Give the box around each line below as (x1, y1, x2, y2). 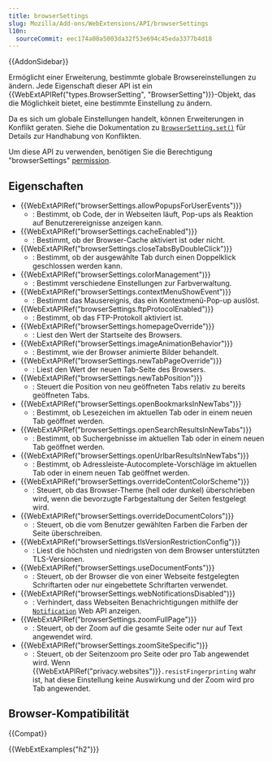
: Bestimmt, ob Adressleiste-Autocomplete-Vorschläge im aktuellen (32, 459, 257, 469)
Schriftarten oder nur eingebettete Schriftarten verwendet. (32, 580, 228, 590)
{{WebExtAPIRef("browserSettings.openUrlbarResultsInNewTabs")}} (19, 451, 250, 461)
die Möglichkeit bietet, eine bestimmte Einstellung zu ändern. (8, 98, 213, 108)
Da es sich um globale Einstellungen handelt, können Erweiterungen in (8, 114, 244, 124)
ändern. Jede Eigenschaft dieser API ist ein (8, 81, 153, 91)
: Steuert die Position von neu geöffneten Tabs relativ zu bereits (32, 382, 246, 392)
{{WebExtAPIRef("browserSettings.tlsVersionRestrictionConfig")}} (19, 537, 241, 547)
